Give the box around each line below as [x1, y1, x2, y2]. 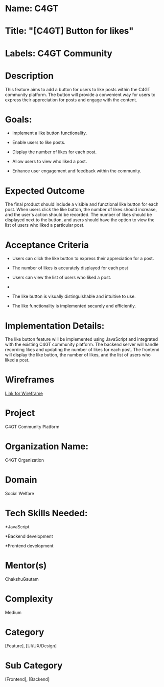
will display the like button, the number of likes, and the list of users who [5, 352, 151, 358]
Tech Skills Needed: [5, 508, 88, 519]
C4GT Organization [5, 457, 44, 463]
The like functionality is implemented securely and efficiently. [12, 303, 136, 309]
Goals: [5, 114, 32, 125]
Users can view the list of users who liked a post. [12, 275, 112, 281]
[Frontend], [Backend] [5, 676, 50, 682]
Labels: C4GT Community [5, 47, 113, 59]
